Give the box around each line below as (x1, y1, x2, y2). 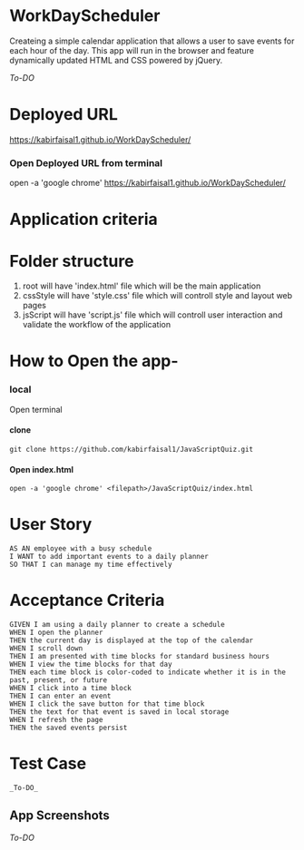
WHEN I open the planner (9, 628, 103, 638)
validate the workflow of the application (22, 319, 171, 330)
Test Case (9, 754, 87, 774)
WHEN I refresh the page (9, 716, 103, 725)
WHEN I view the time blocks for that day (9, 659, 172, 669)
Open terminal (9, 404, 63, 415)
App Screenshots (9, 808, 111, 824)
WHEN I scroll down (9, 644, 83, 653)
